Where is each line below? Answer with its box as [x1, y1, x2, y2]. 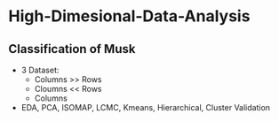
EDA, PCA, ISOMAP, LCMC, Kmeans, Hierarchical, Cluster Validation [20, 102, 271, 112]
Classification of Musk [8, 42, 136, 57]
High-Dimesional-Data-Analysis [8, 6, 251, 26]
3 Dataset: [20, 64, 60, 75]
